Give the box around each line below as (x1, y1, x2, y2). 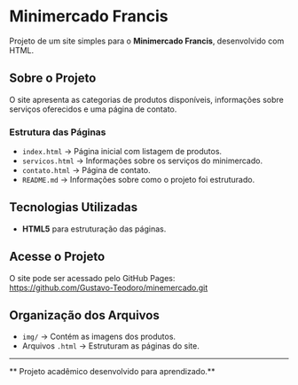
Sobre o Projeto (9, 71, 97, 86)
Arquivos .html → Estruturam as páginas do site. (21, 341, 200, 351)
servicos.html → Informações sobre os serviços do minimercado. (21, 155, 263, 166)
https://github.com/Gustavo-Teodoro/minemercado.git (9, 282, 208, 293)
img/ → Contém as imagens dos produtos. (21, 331, 176, 342)
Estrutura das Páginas (9, 126, 106, 138)
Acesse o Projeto (9, 249, 106, 264)
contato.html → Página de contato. (21, 165, 151, 176)
